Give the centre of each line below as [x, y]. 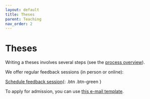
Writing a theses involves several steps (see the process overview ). [75, 62]
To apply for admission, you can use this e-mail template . [65, 91]
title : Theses [20, 14]
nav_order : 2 [19, 24]
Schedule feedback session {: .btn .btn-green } [53, 82]
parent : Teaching [23, 19]
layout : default [22, 10]
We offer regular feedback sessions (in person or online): [64, 72]
